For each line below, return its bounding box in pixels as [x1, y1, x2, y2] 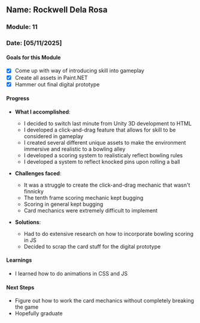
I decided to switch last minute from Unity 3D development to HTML [23, 119, 192, 127]
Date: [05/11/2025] [6, 39, 62, 47]
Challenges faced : [14, 169, 62, 177]
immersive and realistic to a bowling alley [23, 145, 126, 152]
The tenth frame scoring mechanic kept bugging [23, 194, 144, 201]
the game [14, 303, 39, 311]
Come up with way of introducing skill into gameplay [14, 67, 145, 74]
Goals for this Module [6, 53, 61, 61]
